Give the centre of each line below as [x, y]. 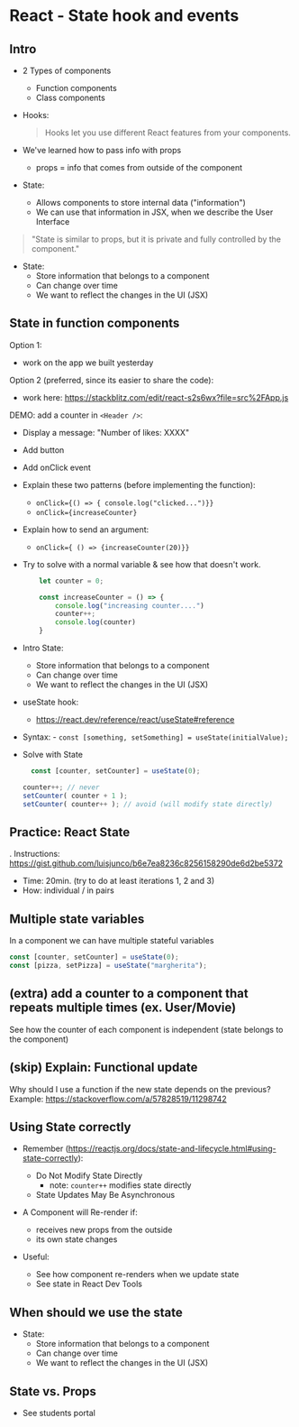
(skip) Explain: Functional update [104, 1068]
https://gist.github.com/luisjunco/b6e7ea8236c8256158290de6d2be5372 [146, 863]
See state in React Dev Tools [89, 1284]
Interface [53, 221]
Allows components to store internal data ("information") [140, 203]
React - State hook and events [124, 16]
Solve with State [53, 755]
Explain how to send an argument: [86, 529]
